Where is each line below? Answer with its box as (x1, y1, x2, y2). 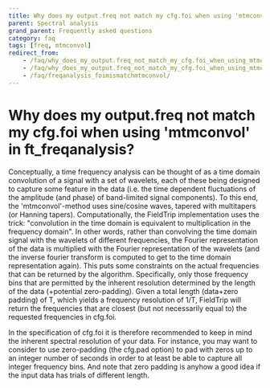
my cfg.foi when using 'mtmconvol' (8, 123, 251, 141)
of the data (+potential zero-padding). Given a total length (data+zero (8, 286, 239, 296)
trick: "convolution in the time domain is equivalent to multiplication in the (8, 218, 252, 227)
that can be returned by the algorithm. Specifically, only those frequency (8, 269, 249, 279)
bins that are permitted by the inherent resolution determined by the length (8, 278, 256, 288)
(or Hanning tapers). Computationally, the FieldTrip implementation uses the (8, 210, 260, 219)
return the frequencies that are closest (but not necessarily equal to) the (8, 303, 247, 313)
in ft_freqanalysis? (8, 140, 135, 158)
